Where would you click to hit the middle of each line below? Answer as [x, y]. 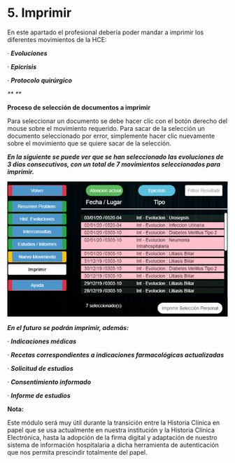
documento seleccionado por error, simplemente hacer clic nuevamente [111, 136]
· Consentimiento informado [49, 382]
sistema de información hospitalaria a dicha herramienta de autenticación [113, 445]
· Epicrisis [22, 66]
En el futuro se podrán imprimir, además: [68, 327]
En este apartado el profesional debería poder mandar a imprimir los [106, 32]
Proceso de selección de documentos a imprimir [79, 107]
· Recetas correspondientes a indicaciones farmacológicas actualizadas [116, 355]
